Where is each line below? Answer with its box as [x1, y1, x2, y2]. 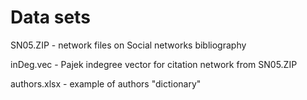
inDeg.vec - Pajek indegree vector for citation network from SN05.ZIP [10, 58, 298, 70]
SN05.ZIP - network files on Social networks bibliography [10, 39, 247, 51]
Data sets [10, 6, 91, 29]
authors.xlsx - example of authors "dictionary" [10, 77, 202, 90]
